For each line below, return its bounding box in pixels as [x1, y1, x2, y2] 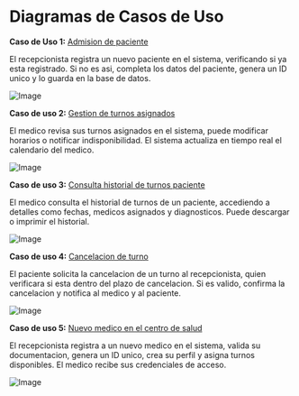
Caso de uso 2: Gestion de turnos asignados [9, 107, 176, 118]
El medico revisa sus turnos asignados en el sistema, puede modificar [9, 124, 268, 136]
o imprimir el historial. [9, 216, 90, 226]
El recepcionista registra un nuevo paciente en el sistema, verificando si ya [9, 53, 287, 64]
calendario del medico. [9, 144, 95, 155]
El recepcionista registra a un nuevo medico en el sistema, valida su [9, 340, 261, 351]
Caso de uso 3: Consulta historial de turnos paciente [9, 179, 205, 190]
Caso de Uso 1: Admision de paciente [9, 36, 149, 47]
